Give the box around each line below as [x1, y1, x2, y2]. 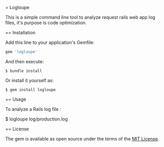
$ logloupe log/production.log [5, 116, 68, 122]
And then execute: [5, 58, 44, 64]
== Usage [5, 96, 27, 102]
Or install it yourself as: [5, 77, 54, 83]
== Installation [5, 30, 36, 35]
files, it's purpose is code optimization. [5, 20, 87, 26]
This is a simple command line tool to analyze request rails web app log [5, 14, 156, 20]
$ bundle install [5, 68, 42, 73]
